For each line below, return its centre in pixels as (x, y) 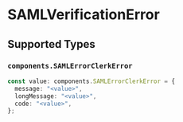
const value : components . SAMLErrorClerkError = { (91, 81)
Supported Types (52, 44)
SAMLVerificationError (84, 15)
